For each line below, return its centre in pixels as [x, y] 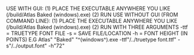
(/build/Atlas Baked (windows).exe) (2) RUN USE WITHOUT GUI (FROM [92, 15]
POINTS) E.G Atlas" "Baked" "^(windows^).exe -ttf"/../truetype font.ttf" [91, 39]
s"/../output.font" [26, 46]
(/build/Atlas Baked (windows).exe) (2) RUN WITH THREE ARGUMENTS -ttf [97, 27]
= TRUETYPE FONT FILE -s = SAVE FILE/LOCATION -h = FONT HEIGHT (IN [97, 33]
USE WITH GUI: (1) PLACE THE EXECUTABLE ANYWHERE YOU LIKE [88, 8]
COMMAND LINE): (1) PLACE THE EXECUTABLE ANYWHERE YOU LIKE [92, 21]
